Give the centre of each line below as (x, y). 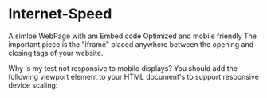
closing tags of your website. (56, 53)
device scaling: (33, 85)
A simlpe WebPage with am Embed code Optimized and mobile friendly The (133, 36)
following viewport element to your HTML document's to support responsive (133, 76)
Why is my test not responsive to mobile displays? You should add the (123, 68)
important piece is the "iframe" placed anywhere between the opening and (131, 44)
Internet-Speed (60, 14)
